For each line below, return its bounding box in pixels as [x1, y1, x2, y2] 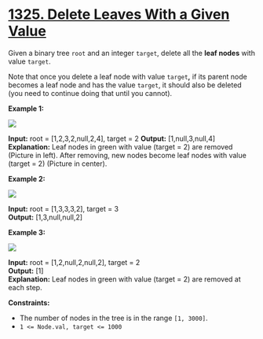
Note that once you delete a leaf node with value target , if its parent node [8, 72, 247, 81]
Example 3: [8, 227, 46, 237]
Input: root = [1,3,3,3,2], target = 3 [8, 204, 119, 213]
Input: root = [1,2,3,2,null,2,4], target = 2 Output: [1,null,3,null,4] [8, 134, 216, 143]
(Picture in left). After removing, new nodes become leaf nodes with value [8, 150, 247, 160]
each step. [8, 282, 42, 292]
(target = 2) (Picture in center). [8, 159, 108, 168]
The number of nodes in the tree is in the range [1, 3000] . [19, 313, 208, 322]
